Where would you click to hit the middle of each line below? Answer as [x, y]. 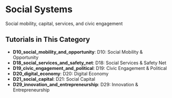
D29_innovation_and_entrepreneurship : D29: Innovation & [75, 84]
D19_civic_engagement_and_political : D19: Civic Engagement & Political [90, 68]
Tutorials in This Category [48, 40]
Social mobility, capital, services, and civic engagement [64, 23]
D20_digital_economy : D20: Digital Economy [61, 73]
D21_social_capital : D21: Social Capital [54, 79]
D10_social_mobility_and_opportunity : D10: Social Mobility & [78, 52]
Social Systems [39, 9]
